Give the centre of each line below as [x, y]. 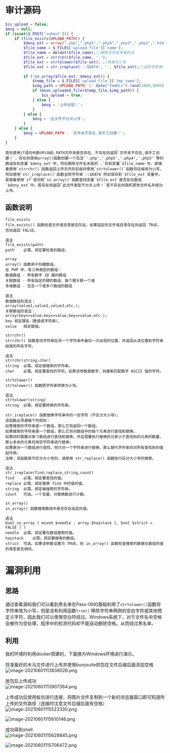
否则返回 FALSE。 [22, 230]
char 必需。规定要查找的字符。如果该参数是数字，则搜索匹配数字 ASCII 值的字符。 [84, 371]
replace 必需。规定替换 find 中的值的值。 [46, 483]
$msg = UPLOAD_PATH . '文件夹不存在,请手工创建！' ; [74, 133]
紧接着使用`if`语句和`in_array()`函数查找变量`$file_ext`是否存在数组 [74, 180]
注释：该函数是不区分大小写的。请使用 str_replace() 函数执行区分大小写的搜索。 [80, 458]
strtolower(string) [26, 400]
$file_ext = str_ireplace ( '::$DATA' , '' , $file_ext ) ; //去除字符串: [94, 67]
